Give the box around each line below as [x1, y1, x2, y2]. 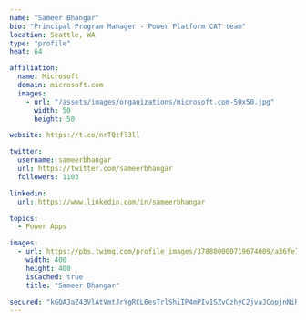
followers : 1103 [17, 172, 79, 182]
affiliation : [9, 64, 59, 73]
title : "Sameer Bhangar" [25, 281, 120, 290]
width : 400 [25, 255, 67, 265]
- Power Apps [17, 222, 67, 232]
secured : [9, 297, 43, 306]
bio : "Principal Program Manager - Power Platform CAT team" [9, 22, 247, 31]
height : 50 [33, 115, 76, 124]
